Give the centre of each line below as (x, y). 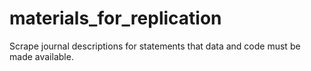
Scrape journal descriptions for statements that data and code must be (155, 46)
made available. (41, 56)
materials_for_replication (115, 18)
